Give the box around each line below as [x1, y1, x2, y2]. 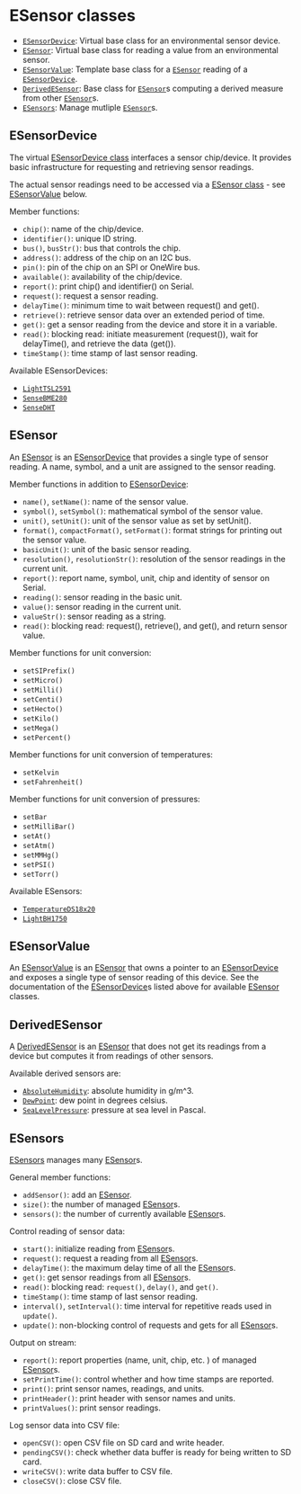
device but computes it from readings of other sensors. [9, 1051, 214, 1061]
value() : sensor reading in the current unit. [22, 601, 181, 612]
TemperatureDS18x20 [22, 905, 96, 914]
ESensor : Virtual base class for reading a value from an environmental [22, 44, 279, 55]
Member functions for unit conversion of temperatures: [9, 748, 214, 760]
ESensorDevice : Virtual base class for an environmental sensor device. [22, 35, 281, 46]
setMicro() [22, 675, 64, 684]
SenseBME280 [22, 393, 67, 403]
